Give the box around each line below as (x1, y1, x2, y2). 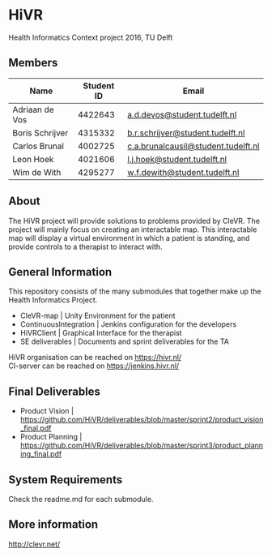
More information (8, 517, 99, 532)
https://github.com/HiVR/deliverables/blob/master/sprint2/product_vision (19, 415, 264, 425)
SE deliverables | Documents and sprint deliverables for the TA (19, 336, 229, 346)
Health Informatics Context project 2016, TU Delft (8, 32, 173, 42)
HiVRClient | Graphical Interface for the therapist (19, 328, 182, 338)
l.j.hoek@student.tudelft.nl (127, 153, 227, 165)
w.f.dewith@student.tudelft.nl (127, 166, 240, 178)
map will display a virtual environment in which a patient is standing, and (8, 233, 250, 242)
